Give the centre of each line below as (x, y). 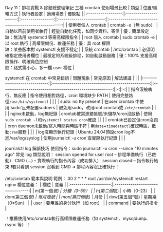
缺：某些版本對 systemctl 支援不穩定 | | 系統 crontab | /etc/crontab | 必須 (78, 49)
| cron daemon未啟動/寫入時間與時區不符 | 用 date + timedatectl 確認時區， (78, 126)
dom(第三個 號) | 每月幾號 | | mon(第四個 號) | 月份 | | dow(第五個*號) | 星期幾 (81, 197)
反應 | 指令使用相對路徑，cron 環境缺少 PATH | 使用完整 (73, 95)
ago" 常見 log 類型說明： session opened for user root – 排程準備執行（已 (79, 155)
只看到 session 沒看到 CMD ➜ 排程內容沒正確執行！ (68, 167)
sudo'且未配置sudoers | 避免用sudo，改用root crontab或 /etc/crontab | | (83, 107)
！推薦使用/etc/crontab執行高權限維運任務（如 (52, 218)
